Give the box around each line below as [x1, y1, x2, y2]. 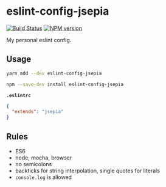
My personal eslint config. [6, 36, 72, 43]
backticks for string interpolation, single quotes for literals [15, 167, 160, 174]
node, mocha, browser [15, 154, 72, 161]
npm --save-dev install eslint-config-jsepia [6, 81, 123, 87]
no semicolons [15, 160, 52, 167]
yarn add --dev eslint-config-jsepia [6, 70, 102, 76]
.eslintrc [6, 92, 32, 98]
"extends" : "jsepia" [12, 109, 64, 115]
